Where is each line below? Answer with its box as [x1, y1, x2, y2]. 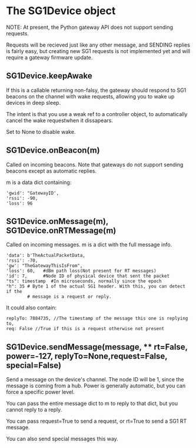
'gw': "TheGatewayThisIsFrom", [6, 263, 83, 269]
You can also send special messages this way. [6, 435, 119, 443]
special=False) [6, 360, 62, 370]
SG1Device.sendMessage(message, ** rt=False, [6, 342, 188, 352]
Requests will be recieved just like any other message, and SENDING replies [6, 41, 190, 48]
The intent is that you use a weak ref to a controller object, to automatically [6, 110, 188, 117]
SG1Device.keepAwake [6, 71, 92, 81]
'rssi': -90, [6, 195, 38, 201]
